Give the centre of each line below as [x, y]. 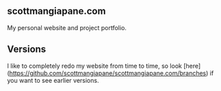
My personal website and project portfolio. [67, 27]
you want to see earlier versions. [53, 80]
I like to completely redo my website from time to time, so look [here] [104, 66]
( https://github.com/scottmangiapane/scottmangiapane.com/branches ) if [110, 73]
